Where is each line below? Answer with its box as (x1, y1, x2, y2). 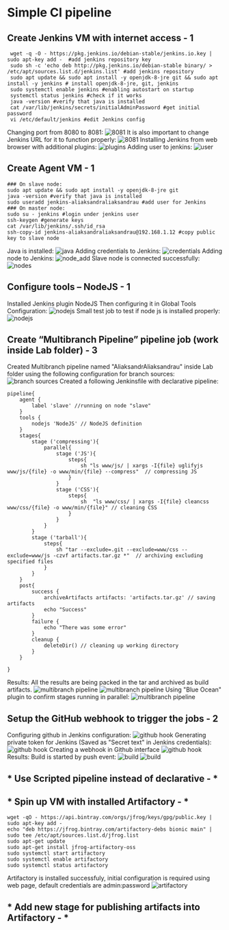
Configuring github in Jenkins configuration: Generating (7, 731, 206, 739)
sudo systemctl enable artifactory (7, 856, 109, 863)
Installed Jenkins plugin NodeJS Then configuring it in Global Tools (7, 299, 197, 308)
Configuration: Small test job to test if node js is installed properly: (7, 306, 221, 315)
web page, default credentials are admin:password (7, 881, 150, 890)
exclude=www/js (7, 552, 51, 559)
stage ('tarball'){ (31, 535, 87, 541)
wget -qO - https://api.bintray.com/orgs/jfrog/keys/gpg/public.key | (7, 814, 213, 821)
